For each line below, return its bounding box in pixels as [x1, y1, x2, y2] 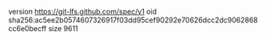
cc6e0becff [8, 24, 47, 33]
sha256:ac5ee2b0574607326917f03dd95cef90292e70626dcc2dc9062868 [8, 15, 258, 25]
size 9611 [48, 24, 78, 33]
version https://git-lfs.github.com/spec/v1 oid [8, 7, 157, 16]
